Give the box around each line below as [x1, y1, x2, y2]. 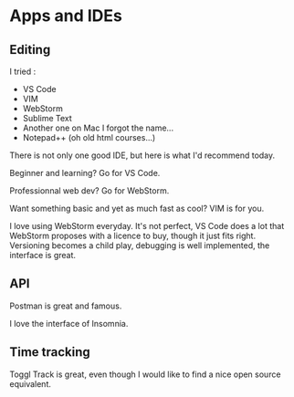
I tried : [9, 66, 37, 77]
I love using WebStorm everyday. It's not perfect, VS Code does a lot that [9, 221, 285, 231]
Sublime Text [22, 113, 73, 123]
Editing [9, 42, 51, 57]
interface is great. [9, 250, 76, 260]
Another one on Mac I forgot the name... [22, 122, 174, 133]
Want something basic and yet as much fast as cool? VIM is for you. [9, 203, 265, 214]
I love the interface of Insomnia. [9, 318, 129, 329]
